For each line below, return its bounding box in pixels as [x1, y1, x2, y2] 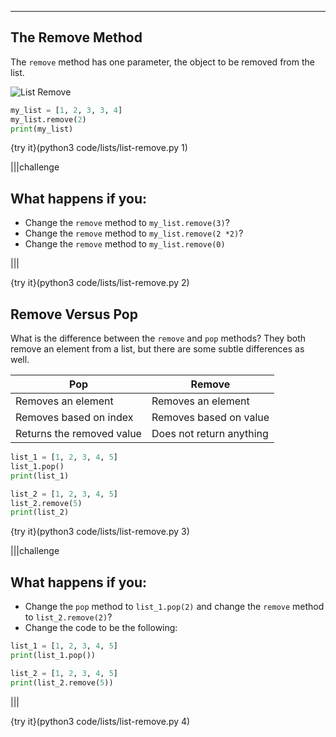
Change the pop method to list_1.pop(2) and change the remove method [24, 601, 325, 613]
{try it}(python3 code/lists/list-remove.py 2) [10, 277, 190, 289]
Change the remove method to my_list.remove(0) [24, 238, 226, 250]
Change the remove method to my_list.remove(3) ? [24, 217, 230, 229]
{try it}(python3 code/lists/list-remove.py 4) [10, 715, 191, 727]
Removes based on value [151, 411, 270, 425]
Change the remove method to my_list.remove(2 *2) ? [24, 227, 244, 240]
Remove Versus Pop [10, 306, 138, 323]
